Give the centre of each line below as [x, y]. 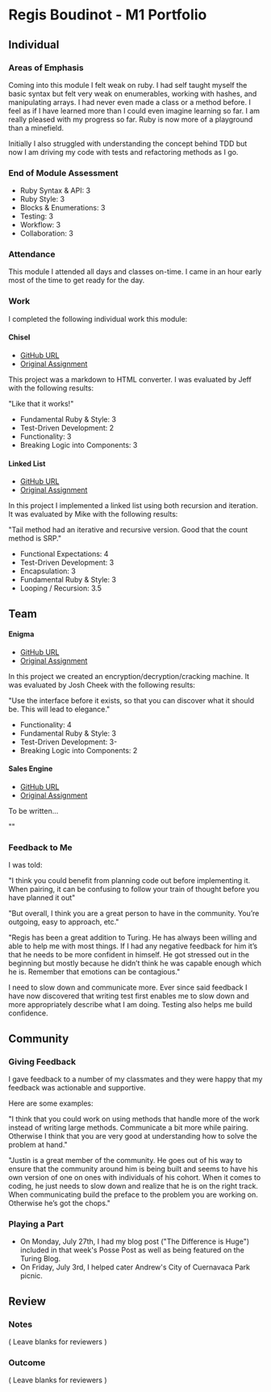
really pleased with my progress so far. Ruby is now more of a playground [131, 119]
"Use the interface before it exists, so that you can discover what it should [131, 700]
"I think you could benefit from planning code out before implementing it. [129, 881]
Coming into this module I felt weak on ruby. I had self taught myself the [128, 85]
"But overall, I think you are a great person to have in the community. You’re [134, 914]
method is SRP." [35, 539]
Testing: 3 [37, 216]
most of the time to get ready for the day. [77, 281]
